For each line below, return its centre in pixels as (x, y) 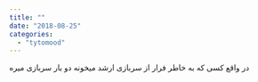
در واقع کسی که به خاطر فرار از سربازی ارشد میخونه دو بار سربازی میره (129, 68)
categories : (31, 34)
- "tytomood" (41, 42)
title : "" (28, 17)
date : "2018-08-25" (45, 26)
